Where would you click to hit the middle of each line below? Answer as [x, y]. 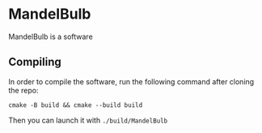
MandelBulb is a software [51, 36]
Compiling [35, 62]
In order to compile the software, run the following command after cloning [131, 81]
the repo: [23, 90]
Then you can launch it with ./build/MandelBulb [88, 120]
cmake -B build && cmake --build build [76, 105]
